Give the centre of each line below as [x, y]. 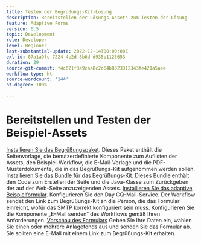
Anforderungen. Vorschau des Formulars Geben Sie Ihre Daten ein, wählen [99, 220]
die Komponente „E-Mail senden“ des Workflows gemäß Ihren [83, 214]
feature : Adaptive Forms [37, 23]
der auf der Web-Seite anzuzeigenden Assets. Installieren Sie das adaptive [99, 188]
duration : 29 [23, 62]
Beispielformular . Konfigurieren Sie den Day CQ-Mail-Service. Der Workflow [101, 195]
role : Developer [27, 40]
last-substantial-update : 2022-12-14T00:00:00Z [67, 51]
